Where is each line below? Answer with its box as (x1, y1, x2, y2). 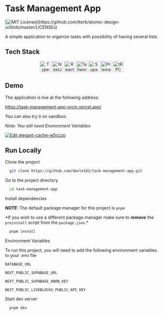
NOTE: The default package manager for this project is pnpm (5, 205, 125, 211)
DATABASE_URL (5, 262, 32, 267)
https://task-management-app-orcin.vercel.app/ (5, 104, 102, 110)
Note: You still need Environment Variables (5, 123, 91, 129)
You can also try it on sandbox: (5, 113, 67, 119)
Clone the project (5, 159, 40, 165)
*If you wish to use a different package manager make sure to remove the (5, 215, 154, 221)
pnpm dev (9, 305, 27, 310)
